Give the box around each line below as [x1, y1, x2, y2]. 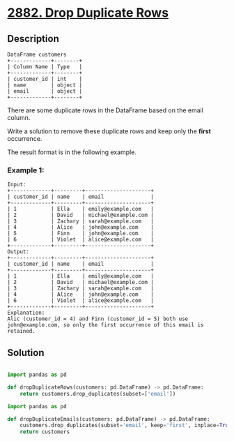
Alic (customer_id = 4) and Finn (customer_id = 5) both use [7, 315, 189, 322]
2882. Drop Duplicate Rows [7, 5, 169, 21]
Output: [7, 248, 30, 255]
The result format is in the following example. [7, 148, 137, 156]
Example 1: [7, 165, 45, 175]
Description [7, 33, 59, 45]
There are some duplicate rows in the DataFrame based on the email [7, 106, 204, 114]
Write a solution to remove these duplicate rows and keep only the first [7, 127, 211, 135]
